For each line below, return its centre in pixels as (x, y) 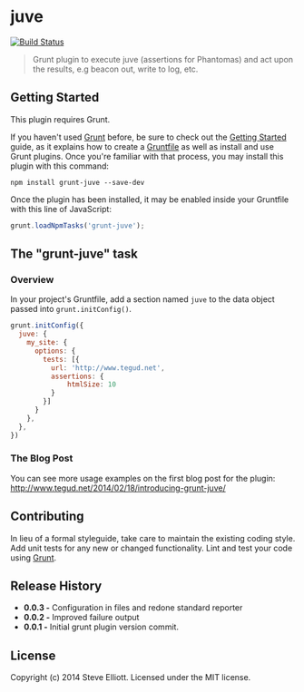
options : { (55, 351)
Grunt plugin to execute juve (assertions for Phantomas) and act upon (163, 59)
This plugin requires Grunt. (60, 119)
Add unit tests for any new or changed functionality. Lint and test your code (152, 548)
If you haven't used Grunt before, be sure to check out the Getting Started (148, 137)
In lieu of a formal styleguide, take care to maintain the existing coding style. (153, 538)
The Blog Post (42, 458)
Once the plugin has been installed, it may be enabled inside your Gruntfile (150, 199)
